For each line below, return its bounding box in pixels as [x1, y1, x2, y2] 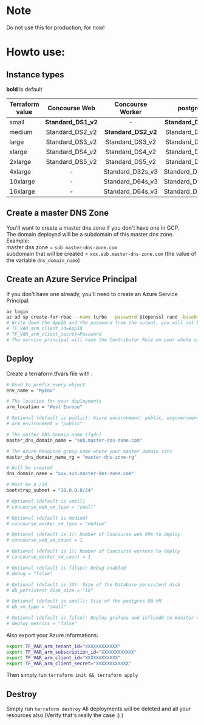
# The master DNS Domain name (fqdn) [6, 431, 102, 437]
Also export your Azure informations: [6, 631, 99, 638]
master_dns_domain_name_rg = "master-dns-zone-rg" [6, 454, 137, 460]
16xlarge [9, 187, 35, 196]
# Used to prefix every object [6, 381, 86, 387]
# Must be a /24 [6, 482, 47, 488]
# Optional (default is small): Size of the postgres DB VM [6, 598, 162, 604]
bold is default [6, 85, 42, 93]
